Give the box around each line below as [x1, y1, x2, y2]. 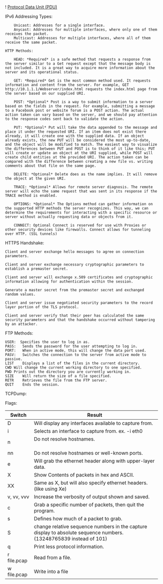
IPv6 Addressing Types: [5, 14, 53, 19]
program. [33, 508, 55, 514]
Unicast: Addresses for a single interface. [14, 23, 105, 28]
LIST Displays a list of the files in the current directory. [5, 361, 140, 366]
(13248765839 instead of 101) [33, 535, 108, 542]
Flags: [5, 400, 17, 406]
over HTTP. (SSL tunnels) [5, 231, 57, 236]
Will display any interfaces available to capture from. [33, 420, 153, 426]
